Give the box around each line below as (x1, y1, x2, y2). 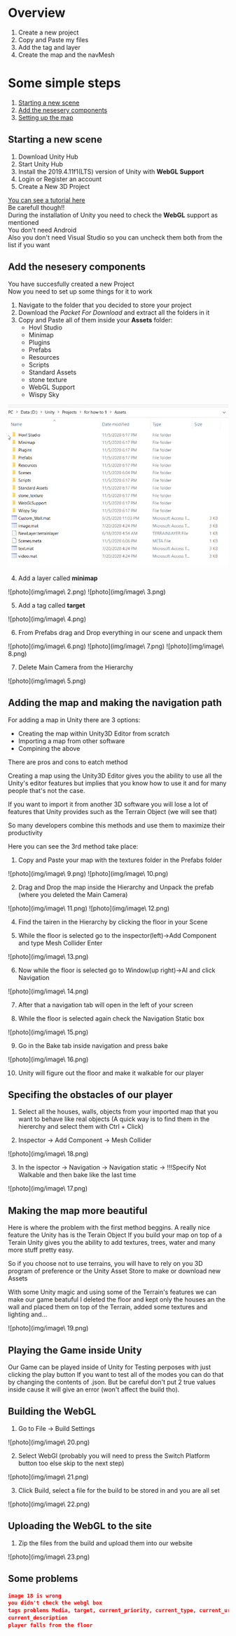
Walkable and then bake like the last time (18, 1171, 137, 1179)
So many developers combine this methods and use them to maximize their (8, 820, 225, 830)
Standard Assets (28, 367, 76, 377)
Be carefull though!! (8, 203, 65, 211)
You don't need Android (8, 225, 76, 234)
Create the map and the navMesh (18, 51, 115, 59)
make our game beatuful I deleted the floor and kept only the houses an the (8, 1295, 226, 1304)
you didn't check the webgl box (8, 1599, 102, 1606)
